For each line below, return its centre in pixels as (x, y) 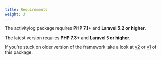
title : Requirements (27, 10)
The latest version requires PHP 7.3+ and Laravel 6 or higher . (68, 38)
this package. (19, 52)
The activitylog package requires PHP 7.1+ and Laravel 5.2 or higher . (76, 28)
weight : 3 (15, 14)
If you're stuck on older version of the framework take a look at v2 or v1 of (81, 47)
